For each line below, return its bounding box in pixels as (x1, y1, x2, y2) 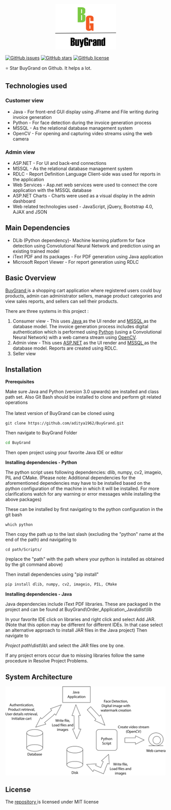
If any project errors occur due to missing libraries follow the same (5, 652, 145, 658)
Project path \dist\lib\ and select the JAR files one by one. (5, 643, 125, 649)
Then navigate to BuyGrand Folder (5, 430, 77, 436)
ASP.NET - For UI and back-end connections (12, 160, 107, 166)
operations (5, 400, 28, 406)
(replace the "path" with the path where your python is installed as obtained (5, 556, 164, 562)
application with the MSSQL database (12, 187, 92, 193)
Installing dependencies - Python (5, 459, 77, 465)
